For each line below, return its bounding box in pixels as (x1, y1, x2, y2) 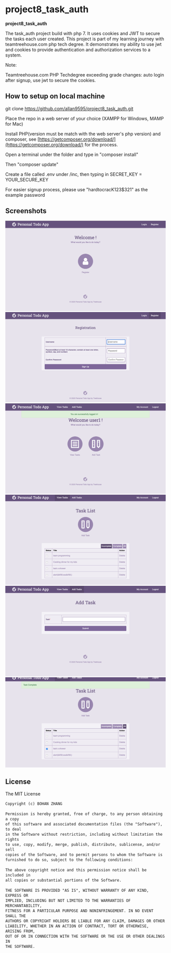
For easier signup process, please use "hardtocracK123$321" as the (5, 186, 148, 192)
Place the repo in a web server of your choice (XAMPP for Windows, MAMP (5, 115, 164, 121)
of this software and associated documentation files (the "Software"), (5, 822, 163, 827)
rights (5, 837, 19, 842)
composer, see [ (5, 136, 40, 142)
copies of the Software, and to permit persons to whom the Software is (5, 853, 163, 858)
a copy (5, 817, 19, 822)
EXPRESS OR (5, 893, 28, 898)
